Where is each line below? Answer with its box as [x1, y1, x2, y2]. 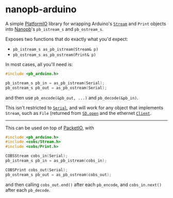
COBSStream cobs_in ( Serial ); [5, 153, 68, 159]
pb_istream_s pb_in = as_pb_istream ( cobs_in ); [5, 158, 107, 164]
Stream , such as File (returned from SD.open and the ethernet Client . [5, 110, 152, 116]
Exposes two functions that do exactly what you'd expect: [5, 36, 128, 42]
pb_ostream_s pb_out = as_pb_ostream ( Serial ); [5, 85, 107, 90]
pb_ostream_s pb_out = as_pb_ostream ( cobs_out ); [5, 172, 112, 177]
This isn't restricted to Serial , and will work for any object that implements [5, 104, 164, 111]
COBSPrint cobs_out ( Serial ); [5, 167, 68, 172]
